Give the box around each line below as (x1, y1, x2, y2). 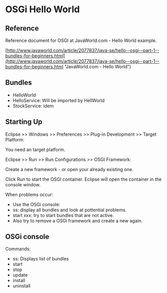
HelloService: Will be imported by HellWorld (12, 97, 105, 103)
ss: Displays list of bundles (12, 256, 69, 262)
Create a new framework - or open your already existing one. (5, 166, 134, 172)
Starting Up (5, 117, 43, 126)
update (12, 272, 28, 278)
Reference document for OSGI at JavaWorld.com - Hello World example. (5, 37, 157, 43)
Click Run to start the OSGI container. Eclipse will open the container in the (5, 176, 162, 182)
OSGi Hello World (5, 4, 80, 15)
